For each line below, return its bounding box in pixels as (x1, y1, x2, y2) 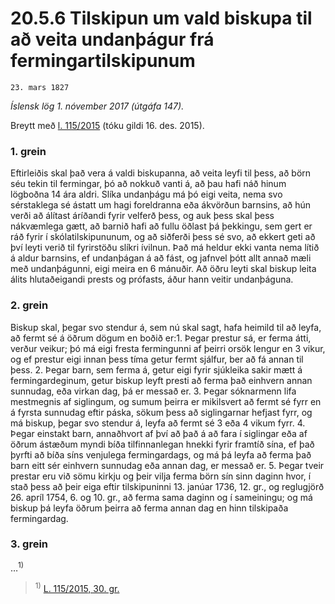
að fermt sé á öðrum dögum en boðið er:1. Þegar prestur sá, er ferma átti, (10, 332, 312, 344)
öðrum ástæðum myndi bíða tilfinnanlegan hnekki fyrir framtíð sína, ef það (10, 438, 315, 450)
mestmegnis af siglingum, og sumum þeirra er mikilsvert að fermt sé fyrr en (10, 395, 322, 407)
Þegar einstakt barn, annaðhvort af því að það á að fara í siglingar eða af (10, 427, 308, 439)
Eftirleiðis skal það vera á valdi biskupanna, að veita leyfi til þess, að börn (10, 167, 312, 179)
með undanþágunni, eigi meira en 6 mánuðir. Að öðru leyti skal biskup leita (10, 263, 317, 275)
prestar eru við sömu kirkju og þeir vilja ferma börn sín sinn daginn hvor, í (10, 470, 312, 482)
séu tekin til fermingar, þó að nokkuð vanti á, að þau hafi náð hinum (10, 178, 287, 190)
